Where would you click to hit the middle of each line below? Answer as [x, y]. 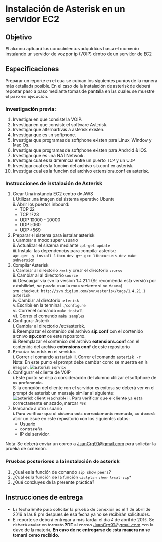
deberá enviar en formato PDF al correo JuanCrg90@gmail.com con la [83, 525]
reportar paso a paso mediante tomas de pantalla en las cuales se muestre [80, 91]
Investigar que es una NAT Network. [49, 156]
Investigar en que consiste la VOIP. [47, 119]
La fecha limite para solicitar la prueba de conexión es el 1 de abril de [81, 509]
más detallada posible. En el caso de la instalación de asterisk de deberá [78, 86]
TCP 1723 [29, 215]
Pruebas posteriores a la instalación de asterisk [63, 462]
